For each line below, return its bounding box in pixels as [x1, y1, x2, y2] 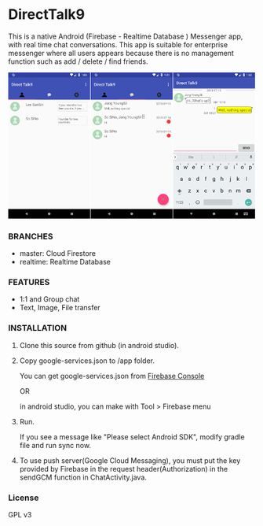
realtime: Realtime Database [19, 257, 111, 267]
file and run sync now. [19, 440, 92, 450]
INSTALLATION [8, 323, 68, 334]
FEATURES [8, 277, 50, 288]
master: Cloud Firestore [19, 249, 97, 258]
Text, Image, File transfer [19, 303, 100, 313]
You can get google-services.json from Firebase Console [19, 371, 205, 380]
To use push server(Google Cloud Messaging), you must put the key [19, 455, 241, 465]
